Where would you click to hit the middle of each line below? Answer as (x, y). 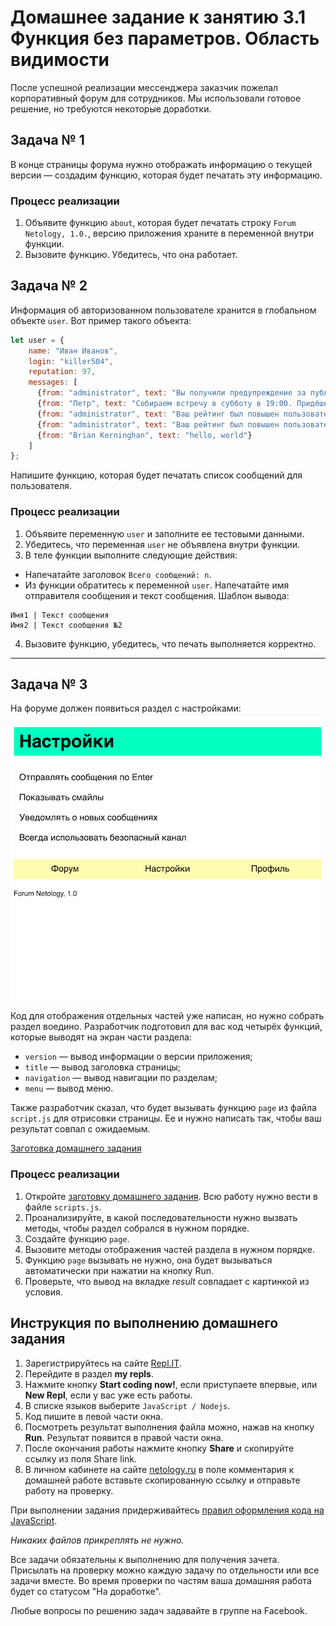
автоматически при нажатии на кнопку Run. (119, 1270)
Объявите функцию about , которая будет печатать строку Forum (160, 223)
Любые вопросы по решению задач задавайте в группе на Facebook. (159, 1610)
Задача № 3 (49, 684)
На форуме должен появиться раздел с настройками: (126, 708)
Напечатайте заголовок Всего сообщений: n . (118, 574)
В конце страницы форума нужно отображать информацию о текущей (161, 164)
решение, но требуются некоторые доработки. (111, 108)
